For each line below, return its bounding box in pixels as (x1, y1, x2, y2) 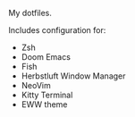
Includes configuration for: (8, 25, 106, 35)
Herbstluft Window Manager (21, 71, 126, 81)
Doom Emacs (21, 52, 71, 62)
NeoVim (21, 80, 51, 90)
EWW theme (21, 99, 68, 110)
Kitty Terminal (21, 89, 73, 100)
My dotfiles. (8, 8, 53, 18)
